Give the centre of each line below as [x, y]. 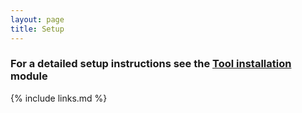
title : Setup [37, 29]
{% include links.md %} [59, 98]
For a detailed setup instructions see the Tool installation [151, 64]
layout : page [37, 19]
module [29, 76]
